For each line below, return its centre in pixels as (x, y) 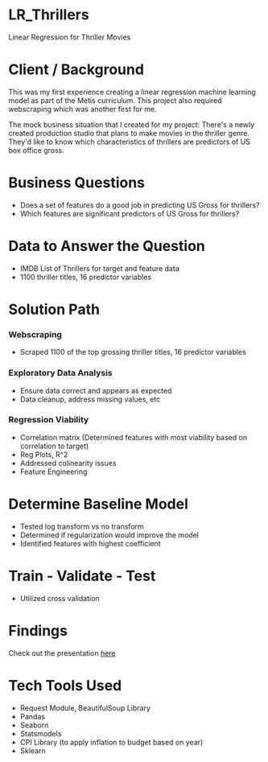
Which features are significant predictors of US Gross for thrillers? (130, 213)
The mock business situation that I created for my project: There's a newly (132, 124)
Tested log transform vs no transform (82, 526)
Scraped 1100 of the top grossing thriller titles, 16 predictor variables (133, 352)
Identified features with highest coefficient (90, 543)
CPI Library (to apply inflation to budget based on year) (111, 742)
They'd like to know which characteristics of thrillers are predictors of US (130, 142)
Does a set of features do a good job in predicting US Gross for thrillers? (140, 205)
